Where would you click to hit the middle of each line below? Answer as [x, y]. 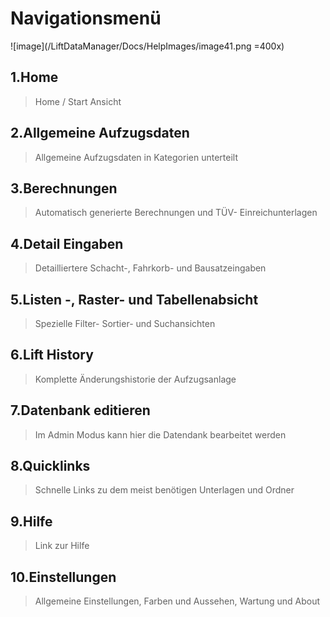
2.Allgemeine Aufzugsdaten [100, 133]
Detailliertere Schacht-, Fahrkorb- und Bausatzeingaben [150, 268]
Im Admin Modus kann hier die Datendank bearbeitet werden [160, 434]
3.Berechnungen [64, 188]
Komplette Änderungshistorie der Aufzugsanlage [135, 379]
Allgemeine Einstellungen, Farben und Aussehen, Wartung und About [177, 601]
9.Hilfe [31, 521]
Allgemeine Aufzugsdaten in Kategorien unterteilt [136, 157]
